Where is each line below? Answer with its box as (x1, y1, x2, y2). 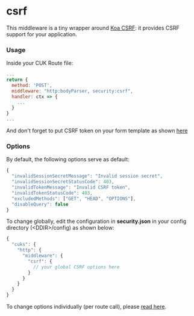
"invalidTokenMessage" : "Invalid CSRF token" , (11, 184, 131, 191)
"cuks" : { (11, 242, 36, 248)
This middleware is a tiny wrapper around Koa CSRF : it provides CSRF (6, 24, 180, 31)
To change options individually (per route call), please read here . (6, 303, 167, 311)
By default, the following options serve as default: (6, 156, 130, 163)
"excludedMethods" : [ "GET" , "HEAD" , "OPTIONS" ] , (11, 195, 136, 202)
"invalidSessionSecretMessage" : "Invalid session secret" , (11, 173, 163, 179)
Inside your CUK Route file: (6, 59, 74, 67)
